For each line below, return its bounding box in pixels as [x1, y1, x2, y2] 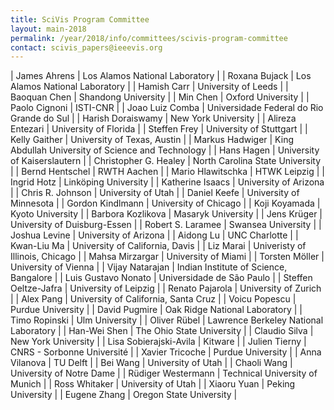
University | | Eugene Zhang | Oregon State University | [10, 389, 238, 401]
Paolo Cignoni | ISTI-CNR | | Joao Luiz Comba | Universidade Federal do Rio [10, 102, 324, 114]
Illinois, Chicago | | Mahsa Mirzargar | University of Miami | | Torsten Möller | [10, 251, 325, 263]
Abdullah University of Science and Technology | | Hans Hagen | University [10, 144, 320, 156]
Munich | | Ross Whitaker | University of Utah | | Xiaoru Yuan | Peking [10, 378, 296, 390]
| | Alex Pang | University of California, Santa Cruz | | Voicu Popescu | [10, 293, 297, 305]
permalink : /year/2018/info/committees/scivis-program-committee [10, 33, 288, 43]
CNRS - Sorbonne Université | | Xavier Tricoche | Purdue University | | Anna [10, 346, 322, 358]
